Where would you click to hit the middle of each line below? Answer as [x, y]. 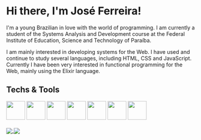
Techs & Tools [33, 90]
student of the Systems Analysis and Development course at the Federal [95, 34]
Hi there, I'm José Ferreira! [74, 11]
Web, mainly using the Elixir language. [53, 71]
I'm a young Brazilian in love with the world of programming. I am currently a [100, 28]
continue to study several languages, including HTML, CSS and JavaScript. [99, 58]
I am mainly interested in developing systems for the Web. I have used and [98, 51]
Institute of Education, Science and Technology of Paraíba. [79, 40]
